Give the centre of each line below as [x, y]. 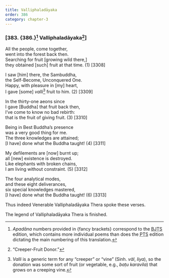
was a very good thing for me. [36, 132]
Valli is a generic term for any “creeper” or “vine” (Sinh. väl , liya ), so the [87, 259]
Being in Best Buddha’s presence [39, 127]
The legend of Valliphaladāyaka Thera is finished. [56, 214]
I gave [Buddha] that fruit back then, [43, 107]
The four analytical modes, [33, 179]
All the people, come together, [36, 49]
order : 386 [17, 15]
